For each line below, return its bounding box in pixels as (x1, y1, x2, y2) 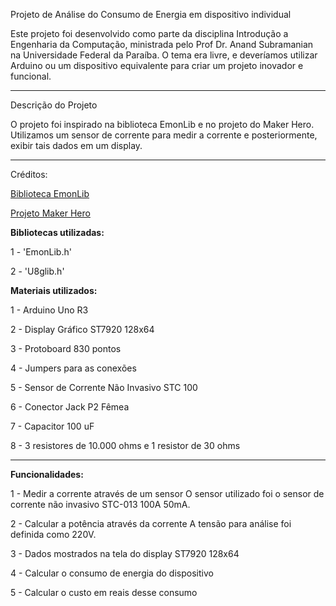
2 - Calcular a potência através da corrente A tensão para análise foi (10, 518, 292, 529)
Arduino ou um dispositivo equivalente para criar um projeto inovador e (10, 60, 304, 71)
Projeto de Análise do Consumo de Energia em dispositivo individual (10, 9, 292, 20)
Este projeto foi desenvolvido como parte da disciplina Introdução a (10, 28, 289, 39)
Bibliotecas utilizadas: (10, 227, 105, 238)
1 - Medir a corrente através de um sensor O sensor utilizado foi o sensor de (10, 488, 325, 499)
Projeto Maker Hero (10, 207, 91, 219)
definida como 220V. (10, 529, 97, 540)
